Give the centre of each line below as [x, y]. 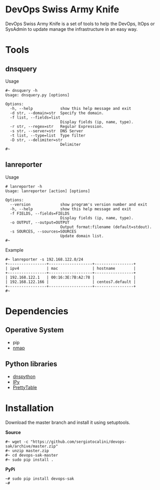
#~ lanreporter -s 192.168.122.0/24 [44, 259]
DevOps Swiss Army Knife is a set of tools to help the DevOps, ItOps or [80, 24]
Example [15, 250]
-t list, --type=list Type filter [48, 135]
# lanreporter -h [24, 186]
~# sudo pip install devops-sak [40, 479]
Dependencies [37, 311]
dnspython [24, 376]
